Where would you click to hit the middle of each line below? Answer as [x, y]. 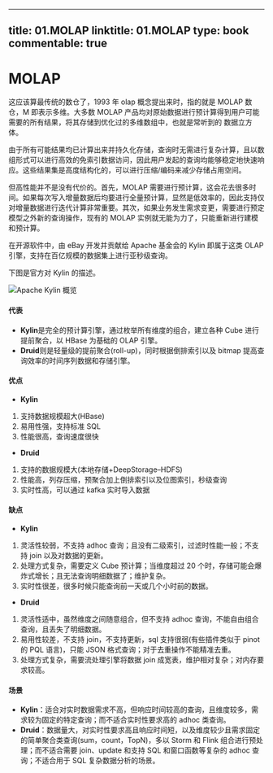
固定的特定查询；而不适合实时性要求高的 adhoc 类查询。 [136, 720]
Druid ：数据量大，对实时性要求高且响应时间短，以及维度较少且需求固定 [140, 730]
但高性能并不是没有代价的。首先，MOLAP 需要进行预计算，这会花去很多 [129, 187]
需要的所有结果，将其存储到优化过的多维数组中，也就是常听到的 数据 [123, 122]
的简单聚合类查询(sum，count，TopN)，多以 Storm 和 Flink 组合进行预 [138, 740]
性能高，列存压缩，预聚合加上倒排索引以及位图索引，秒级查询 [123, 479]
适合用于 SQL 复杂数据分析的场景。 [101, 761]
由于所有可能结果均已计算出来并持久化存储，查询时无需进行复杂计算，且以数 [136, 150]
